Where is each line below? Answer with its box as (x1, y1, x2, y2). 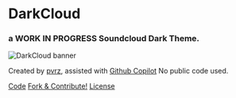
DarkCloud (8, 5, 81, 23)
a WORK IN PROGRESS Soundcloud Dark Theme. (8, 33, 200, 44)
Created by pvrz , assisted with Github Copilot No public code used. (8, 66, 229, 76)
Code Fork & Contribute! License (8, 81, 115, 91)
